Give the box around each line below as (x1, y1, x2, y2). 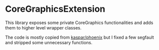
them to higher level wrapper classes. (5, 25, 81, 30)
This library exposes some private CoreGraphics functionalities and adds (5, 20, 154, 25)
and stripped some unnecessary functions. (5, 39, 93, 45)
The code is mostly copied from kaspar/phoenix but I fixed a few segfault (5, 34, 154, 40)
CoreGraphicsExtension (5, 3, 106, 15)
